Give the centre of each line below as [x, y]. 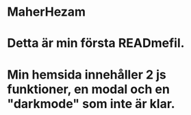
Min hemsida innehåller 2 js [87, 74]
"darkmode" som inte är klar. [91, 104]
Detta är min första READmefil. [96, 43]
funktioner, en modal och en [88, 89]
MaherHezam [47, 12]
